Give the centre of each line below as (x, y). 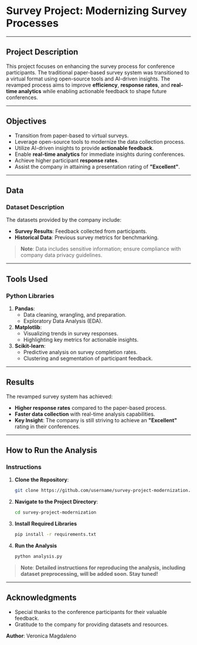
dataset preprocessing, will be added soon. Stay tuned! (89, 573)
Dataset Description (35, 207)
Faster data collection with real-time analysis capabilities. (85, 414)
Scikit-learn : (30, 346)
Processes (32, 23)
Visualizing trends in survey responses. (71, 333)
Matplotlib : (28, 327)
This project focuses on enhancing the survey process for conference (90, 66)
